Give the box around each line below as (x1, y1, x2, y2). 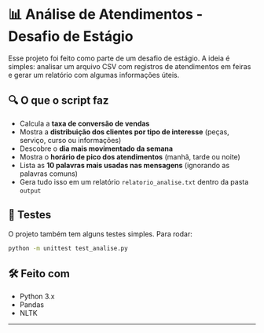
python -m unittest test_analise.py (8, 244, 128, 252)
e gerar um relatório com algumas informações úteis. (8, 70, 180, 79)
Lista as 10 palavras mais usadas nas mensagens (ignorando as (19, 160, 230, 170)
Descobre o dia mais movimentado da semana (19, 144, 174, 153)
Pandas (19, 300, 45, 309)
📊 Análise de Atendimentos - (8, 5, 203, 24)
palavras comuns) (19, 169, 79, 178)
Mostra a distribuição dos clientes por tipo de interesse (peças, (19, 126, 229, 137)
